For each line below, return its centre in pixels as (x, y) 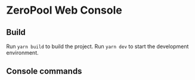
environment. (22, 53)
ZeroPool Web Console (64, 10)
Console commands (44, 71)
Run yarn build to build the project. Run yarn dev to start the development (97, 46)
